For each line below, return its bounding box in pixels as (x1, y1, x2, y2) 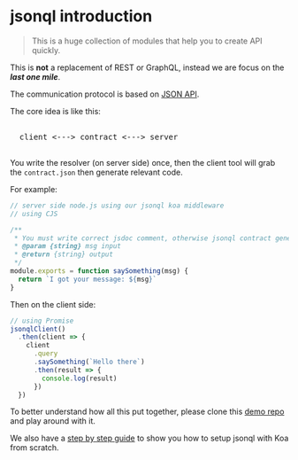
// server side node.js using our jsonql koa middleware (10, 201, 225, 210)
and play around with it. (10, 416, 96, 426)
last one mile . (10, 71, 61, 82)
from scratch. (10, 442, 60, 453)
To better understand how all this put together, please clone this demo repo (10, 406, 285, 417)
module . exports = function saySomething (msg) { (10, 267, 189, 276)
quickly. (31, 44, 61, 55)
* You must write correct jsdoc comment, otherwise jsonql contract (13, 233, 272, 243)
